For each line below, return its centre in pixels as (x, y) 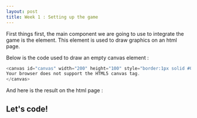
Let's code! (27, 109)
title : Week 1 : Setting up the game (52, 17)
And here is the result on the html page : (55, 90)
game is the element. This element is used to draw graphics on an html (91, 40)
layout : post (22, 11)
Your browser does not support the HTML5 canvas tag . (73, 74)
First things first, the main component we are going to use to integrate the (95, 33)
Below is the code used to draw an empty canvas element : (77, 58)
